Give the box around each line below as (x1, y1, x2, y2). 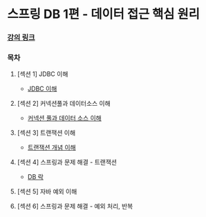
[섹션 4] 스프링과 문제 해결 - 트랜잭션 (17, 158, 118, 167)
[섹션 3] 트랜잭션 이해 (17, 129, 76, 137)
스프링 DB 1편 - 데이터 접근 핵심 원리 (7, 6, 200, 22)
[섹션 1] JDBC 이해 (17, 70, 68, 78)
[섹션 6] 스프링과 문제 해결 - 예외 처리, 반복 (17, 202, 133, 211)
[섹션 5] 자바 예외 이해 (17, 187, 77, 196)
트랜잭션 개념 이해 (27, 143, 76, 152)
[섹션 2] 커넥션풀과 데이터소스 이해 (17, 100, 111, 108)
